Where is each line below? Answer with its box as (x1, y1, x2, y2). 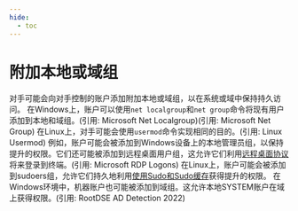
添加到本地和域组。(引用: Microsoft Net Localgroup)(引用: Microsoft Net (9, 115, 271, 126)
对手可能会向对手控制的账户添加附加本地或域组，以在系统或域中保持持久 (9, 93, 273, 104)
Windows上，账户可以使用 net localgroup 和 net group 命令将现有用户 (34, 104, 285, 115)
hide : (9, 12, 29, 22)
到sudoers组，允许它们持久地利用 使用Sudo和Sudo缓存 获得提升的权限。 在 (9, 170, 281, 182)
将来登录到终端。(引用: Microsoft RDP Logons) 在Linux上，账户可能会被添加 (9, 160, 286, 170)
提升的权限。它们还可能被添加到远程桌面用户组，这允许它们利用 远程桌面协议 (9, 148, 289, 160)
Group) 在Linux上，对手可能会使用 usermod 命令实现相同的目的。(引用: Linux (9, 126, 282, 137)
